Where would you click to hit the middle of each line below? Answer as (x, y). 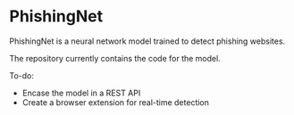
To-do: (21, 75)
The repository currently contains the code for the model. (115, 58)
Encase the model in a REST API (81, 93)
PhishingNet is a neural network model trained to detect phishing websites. (147, 41)
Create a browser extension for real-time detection (116, 102)
